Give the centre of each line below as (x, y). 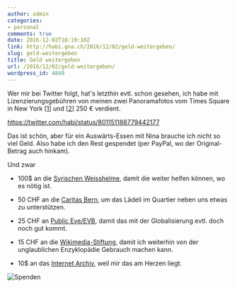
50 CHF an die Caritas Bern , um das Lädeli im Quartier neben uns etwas (122, 200)
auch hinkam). (49, 151)
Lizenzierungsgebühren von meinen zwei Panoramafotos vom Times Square (118, 100)
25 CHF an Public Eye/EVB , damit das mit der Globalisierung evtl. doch (121, 221)
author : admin (28, 14)
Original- (209, 143)
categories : (25, 21)
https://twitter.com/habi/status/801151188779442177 (83, 122)
